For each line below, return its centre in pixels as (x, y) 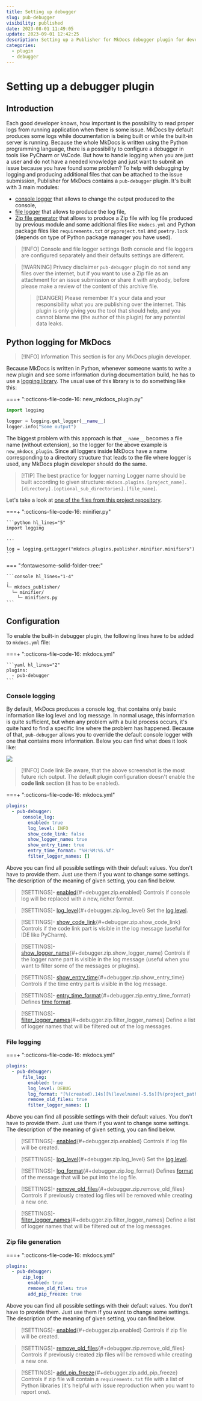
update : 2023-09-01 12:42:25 (43, 34)
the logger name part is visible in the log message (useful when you (105, 959)
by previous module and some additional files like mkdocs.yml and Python (105, 224)
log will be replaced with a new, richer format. (77, 899)
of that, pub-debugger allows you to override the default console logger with (99, 735)
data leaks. (50, 323)
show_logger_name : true (57, 840)
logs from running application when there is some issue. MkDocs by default (100, 129)
